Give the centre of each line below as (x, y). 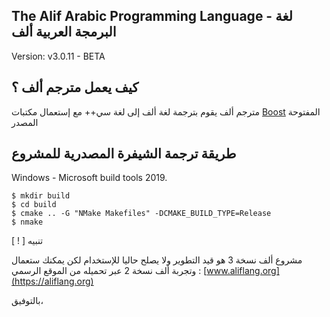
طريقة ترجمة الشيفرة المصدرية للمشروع (124, 154)
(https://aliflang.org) (52, 281)
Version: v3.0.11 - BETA (58, 56)
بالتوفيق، (27, 301)
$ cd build (34, 205)
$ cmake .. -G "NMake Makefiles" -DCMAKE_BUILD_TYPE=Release (141, 214)
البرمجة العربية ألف (64, 32)
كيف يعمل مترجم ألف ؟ (75, 87)
